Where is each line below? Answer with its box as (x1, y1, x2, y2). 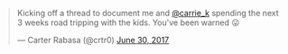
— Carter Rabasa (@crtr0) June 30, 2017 (16, 35, 170, 45)
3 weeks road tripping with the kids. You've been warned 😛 (16, 17, 240, 28)
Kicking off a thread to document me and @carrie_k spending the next (16, 8, 279, 18)
